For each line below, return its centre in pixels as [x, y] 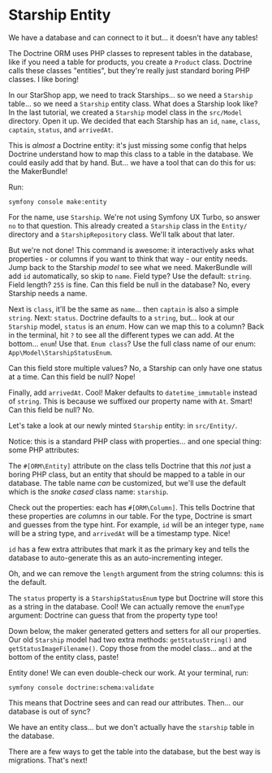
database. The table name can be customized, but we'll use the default [127, 483]
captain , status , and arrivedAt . [61, 129]
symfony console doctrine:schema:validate [81, 688]
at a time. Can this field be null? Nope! [72, 377]
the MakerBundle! [38, 171]
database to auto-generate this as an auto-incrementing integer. [116, 557]
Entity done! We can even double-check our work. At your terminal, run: [129, 672]
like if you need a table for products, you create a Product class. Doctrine [130, 62]
